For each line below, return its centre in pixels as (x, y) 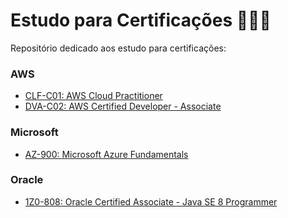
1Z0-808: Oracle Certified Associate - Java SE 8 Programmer (151, 201)
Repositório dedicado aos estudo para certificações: (118, 48)
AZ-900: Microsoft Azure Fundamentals (106, 154)
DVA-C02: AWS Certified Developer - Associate (123, 106)
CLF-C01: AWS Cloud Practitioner (93, 96)
